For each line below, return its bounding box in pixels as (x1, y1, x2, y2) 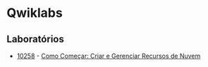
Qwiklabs (6, 5, 63, 21)
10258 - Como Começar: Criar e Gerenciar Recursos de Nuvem (16, 51, 201, 60)
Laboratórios (6, 33, 64, 45)
